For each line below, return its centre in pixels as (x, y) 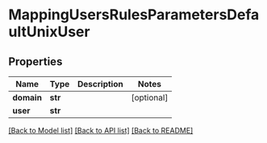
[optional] (150, 98)
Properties (35, 61)
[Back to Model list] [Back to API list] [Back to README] (101, 131)
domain (27, 98)
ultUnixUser (49, 32)
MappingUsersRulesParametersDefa (134, 15)
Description (100, 84)
